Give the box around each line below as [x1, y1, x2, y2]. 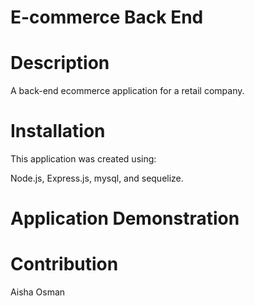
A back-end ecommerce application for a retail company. [10, 85, 245, 97]
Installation [10, 120, 106, 143]
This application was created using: [10, 153, 157, 165]
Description [10, 52, 110, 75]
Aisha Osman [10, 286, 66, 298]
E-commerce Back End [10, 6, 204, 29]
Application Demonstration [10, 207, 240, 230]
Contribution [10, 253, 119, 276]
